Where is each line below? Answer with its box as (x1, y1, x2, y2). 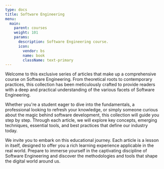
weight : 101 (14, 30, 38, 35)
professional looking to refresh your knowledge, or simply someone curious (5, 107, 158, 113)
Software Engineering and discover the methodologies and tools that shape (5, 153, 158, 159)
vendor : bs (23, 48, 45, 53)
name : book (23, 53, 45, 58)
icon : (18, 44, 29, 49)
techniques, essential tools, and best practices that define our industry (5, 123, 148, 129)
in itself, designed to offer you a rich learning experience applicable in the (5, 142, 154, 148)
